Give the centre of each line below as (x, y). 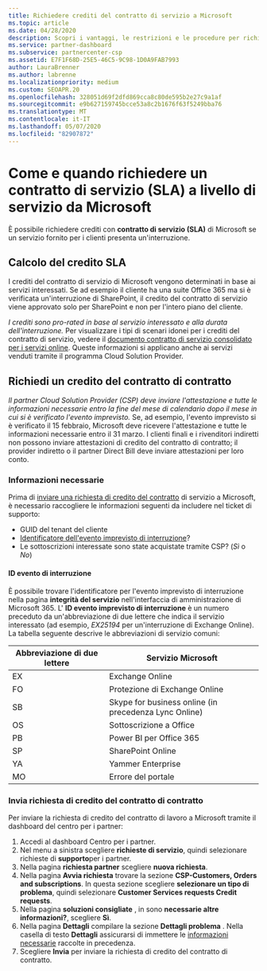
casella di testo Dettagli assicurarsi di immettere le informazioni (124, 934)
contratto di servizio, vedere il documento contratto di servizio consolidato (130, 340)
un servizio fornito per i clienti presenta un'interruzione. (99, 237)
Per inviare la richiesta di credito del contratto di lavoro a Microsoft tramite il (132, 818)
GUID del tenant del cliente (64, 530)
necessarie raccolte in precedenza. (77, 942)
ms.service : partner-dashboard (60, 45)
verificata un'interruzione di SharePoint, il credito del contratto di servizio (128, 298)
